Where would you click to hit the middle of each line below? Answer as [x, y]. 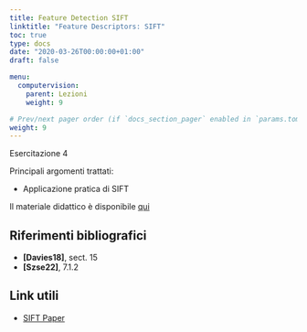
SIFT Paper [44, 317]
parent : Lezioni [57, 94]
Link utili [34, 296]
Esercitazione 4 [39, 154]
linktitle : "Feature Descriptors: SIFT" [88, 27]
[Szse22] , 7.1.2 [51, 267]
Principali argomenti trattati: [62, 171]
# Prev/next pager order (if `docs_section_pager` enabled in [130, 119]
